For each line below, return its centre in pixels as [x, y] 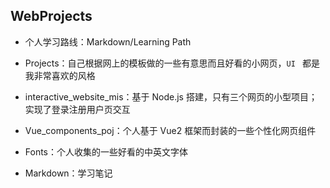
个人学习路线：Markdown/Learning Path [108, 41]
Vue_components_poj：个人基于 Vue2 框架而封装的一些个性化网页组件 [170, 130]
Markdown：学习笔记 [68, 173]
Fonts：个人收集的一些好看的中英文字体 [106, 151]
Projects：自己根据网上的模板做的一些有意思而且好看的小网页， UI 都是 [172, 63]
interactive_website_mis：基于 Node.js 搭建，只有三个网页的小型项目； [171, 96]
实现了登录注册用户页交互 [77, 109]
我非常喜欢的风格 [60, 75]
